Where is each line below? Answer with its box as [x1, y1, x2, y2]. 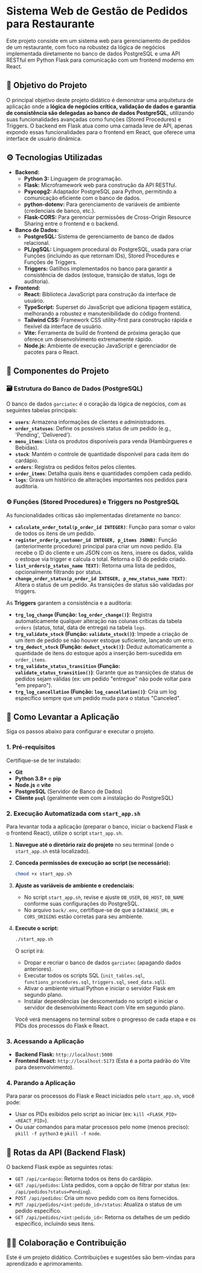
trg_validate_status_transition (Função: [14, 662, 121, 669]
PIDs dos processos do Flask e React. [14, 1022, 109, 1029]
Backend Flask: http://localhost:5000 [14, 1051, 113, 1058]
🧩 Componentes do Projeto [6, 366, 110, 376]
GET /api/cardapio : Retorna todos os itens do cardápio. [14, 1175, 153, 1182]
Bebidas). [14, 444, 39, 452]
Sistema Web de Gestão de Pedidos [6, 4, 188, 18]
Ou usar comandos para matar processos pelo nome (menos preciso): [14, 1123, 190, 1131]
